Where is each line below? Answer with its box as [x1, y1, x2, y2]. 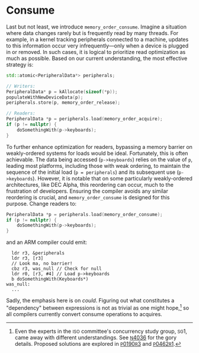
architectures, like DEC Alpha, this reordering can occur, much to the [6, 181, 174, 188]
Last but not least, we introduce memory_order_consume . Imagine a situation [6, 23, 187, 30]
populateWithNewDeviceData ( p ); [6, 94, 84, 100]
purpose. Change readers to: [6, 200, 77, 207]
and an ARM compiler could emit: [6, 238, 88, 246]
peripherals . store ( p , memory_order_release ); [6, 100, 120, 106]
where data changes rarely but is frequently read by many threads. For [6, 29, 179, 36]
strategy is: [6, 61, 34, 68]
